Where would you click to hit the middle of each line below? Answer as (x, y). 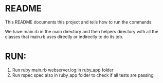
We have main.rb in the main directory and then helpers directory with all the (82, 31)
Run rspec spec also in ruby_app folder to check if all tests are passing (83, 75)
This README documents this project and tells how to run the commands (78, 22)
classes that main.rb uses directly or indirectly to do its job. (64, 37)
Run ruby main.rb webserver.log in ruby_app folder (63, 70)
